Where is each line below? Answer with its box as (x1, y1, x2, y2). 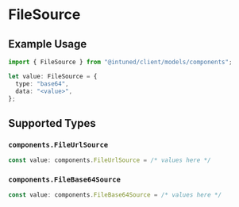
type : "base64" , (15, 79, 69, 88)
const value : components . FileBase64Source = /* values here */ (8, 191, 222, 199)
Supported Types (8, 117, 97, 130)
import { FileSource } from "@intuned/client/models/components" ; (8, 58, 233, 66)
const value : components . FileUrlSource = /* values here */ (8, 156, 212, 164)
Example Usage (8, 37, 87, 51)
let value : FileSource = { (8, 72, 98, 80)
